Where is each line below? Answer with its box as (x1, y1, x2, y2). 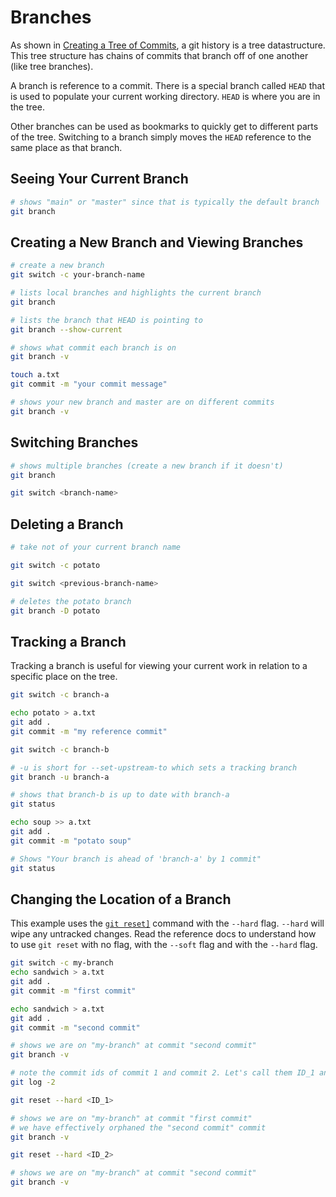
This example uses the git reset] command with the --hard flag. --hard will (10, 917, 325, 930)
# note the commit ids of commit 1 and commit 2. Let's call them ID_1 (10, 1068, 315, 1078)
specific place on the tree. (10, 671, 118, 683)
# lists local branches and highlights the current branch (10, 288, 262, 298)
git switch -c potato (10, 560, 101, 570)
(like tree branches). (10, 60, 94, 72)
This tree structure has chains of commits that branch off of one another (10, 49, 309, 61)
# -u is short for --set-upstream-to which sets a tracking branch (10, 762, 298, 773)
